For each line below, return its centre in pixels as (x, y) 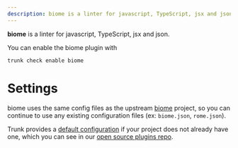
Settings (33, 88)
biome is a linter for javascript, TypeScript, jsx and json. (89, 34)
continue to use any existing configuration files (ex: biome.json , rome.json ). (117, 115)
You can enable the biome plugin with (62, 47)
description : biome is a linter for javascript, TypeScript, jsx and (112, 14)
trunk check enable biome (45, 61)
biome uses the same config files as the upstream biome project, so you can (119, 108)
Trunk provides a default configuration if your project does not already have (118, 129)
